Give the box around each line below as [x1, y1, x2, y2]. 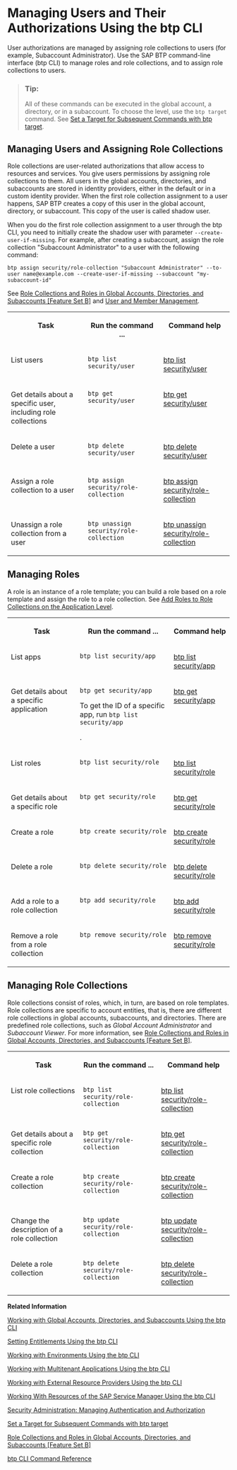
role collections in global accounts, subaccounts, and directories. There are [7, 1013, 227, 1022]
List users [11, 355, 44, 365]
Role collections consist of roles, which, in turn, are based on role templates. [7, 998, 229, 1007]
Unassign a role [11, 520, 63, 530]
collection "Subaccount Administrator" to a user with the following [7, 243, 200, 252]
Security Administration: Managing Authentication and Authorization [7, 1406, 206, 1414]
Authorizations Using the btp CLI [7, 20, 203, 36]
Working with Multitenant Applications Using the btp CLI [7, 1364, 171, 1373]
